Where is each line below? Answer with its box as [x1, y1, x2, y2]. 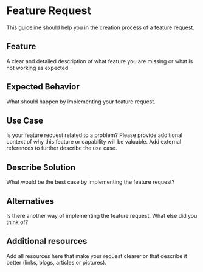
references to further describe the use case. [6, 144, 117, 152]
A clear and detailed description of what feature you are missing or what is [6, 57, 193, 65]
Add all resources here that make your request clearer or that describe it [6, 252, 187, 259]
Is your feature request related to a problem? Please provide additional [6, 131, 183, 139]
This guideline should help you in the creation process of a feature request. [6, 24, 194, 31]
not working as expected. [6, 64, 70, 71]
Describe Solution [6, 162, 76, 172]
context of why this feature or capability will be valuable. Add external [6, 138, 181, 145]
